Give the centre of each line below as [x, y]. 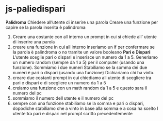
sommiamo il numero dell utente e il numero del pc [63, 98]
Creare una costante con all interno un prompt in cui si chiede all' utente [85, 37]
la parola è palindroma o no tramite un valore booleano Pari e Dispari [81, 52]
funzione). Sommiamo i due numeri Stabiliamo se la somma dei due [80, 67]
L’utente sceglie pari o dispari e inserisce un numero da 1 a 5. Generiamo [85, 57]
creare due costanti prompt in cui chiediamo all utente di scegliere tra [82, 78]
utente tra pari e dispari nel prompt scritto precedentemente [73, 113]
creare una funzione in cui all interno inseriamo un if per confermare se [83, 47]
